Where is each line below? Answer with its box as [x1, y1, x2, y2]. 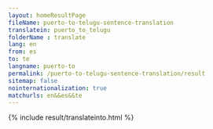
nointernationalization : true [8, 84, 108, 92]
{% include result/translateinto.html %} [8, 113, 134, 122]
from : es [8, 48, 37, 56]
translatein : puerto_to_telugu [8, 26, 111, 34]
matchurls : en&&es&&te [8, 91, 83, 99]
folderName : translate [8, 33, 86, 41]
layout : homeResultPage [8, 11, 86, 20]
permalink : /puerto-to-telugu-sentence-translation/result [8, 70, 206, 77]
